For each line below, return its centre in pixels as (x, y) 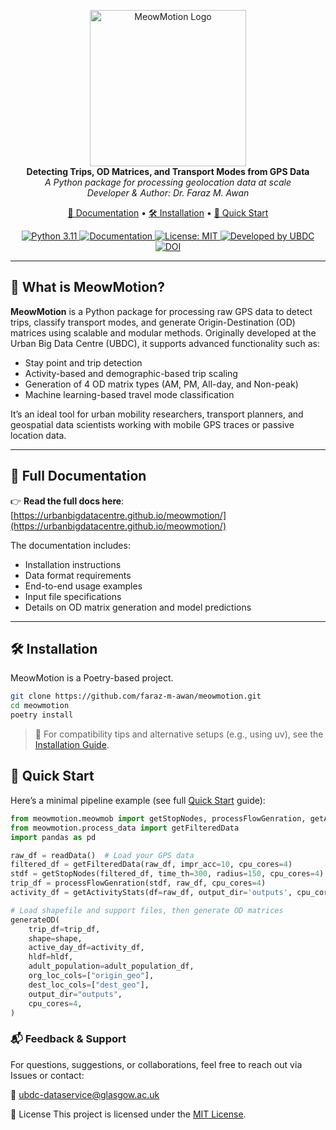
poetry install (42, 715)
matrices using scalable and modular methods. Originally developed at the (163, 332)
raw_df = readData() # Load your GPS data (102, 855)
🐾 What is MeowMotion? (87, 287)
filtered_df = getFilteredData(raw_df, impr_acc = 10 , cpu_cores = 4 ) (151, 865)
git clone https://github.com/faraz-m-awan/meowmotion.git (136, 696)
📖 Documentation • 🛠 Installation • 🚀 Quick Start (168, 213)
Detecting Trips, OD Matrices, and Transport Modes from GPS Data (168, 171)
